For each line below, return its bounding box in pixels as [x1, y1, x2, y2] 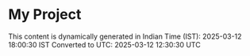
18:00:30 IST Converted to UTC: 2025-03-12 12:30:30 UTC [8, 39, 201, 49]
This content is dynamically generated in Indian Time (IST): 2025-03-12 [8, 32, 242, 41]
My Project [8, 6, 82, 24]
